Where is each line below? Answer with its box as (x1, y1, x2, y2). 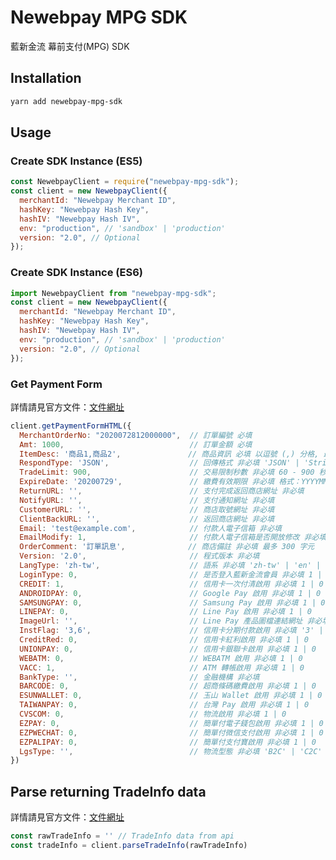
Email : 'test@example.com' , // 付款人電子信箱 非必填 (19, 523, 282, 533)
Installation (10, 70, 82, 87)
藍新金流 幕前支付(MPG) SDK (10, 40, 130, 52)
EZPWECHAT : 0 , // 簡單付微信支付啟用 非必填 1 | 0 (19, 727, 324, 738)
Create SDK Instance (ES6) (10, 266, 143, 280)
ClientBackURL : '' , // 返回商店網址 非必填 (19, 514, 275, 524)
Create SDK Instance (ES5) (10, 154, 143, 168)
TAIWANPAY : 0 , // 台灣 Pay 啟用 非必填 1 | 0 (19, 700, 310, 710)
